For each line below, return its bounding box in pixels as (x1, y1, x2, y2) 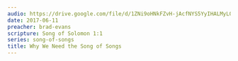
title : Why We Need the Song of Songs (7, 43, 122, 50)
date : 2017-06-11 (7, 17, 59, 24)
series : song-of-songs (7, 36, 74, 43)
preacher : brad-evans (7, 23, 72, 30)
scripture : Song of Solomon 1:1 (7, 29, 103, 37)
